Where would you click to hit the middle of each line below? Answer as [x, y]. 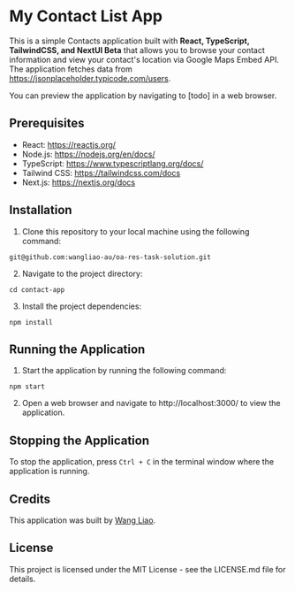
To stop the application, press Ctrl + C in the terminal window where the [142, 462]
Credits [30, 499]
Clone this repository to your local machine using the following [136, 231]
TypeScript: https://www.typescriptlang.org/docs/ [113, 163]
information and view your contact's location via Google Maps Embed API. [144, 59]
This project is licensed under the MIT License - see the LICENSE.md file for [147, 569]
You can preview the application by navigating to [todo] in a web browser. [143, 96]
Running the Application [77, 349]
